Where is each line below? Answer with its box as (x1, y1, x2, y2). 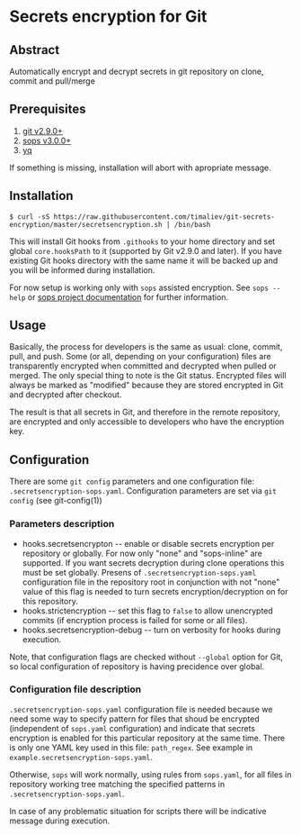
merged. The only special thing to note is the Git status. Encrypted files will (9, 370, 287, 381)
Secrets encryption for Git (9, 6, 208, 27)
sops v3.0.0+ (22, 135, 72, 146)
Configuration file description (9, 683, 142, 695)
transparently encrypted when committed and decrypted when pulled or (9, 360, 277, 371)
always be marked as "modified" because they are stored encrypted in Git (9, 380, 284, 391)
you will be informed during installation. (9, 264, 155, 276)
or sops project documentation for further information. (27, 291, 229, 303)
